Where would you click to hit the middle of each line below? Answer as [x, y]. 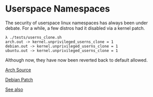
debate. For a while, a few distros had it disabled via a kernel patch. [75, 28]
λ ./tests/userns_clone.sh [33, 37]
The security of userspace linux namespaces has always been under [76, 23]
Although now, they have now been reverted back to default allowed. [76, 60]
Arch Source [18, 70]
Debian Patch [19, 79]
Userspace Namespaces [58, 9]
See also [14, 89]
